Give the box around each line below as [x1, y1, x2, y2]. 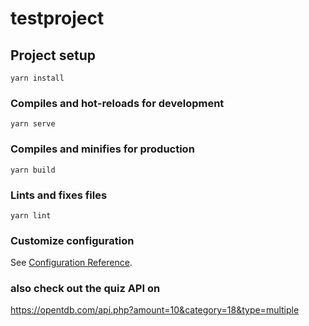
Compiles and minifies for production [10, 142, 195, 156]
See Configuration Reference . [10, 257, 133, 269]
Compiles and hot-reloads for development [10, 96, 225, 110]
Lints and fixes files [10, 188, 108, 202]
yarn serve [10, 119, 56, 129]
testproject [10, 7, 105, 30]
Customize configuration [10, 233, 135, 247]
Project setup [10, 47, 97, 64]
